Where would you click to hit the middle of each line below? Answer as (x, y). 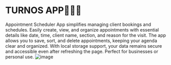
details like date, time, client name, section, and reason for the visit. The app (86, 35)
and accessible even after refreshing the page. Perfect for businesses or (82, 51)
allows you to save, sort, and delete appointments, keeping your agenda (81, 41)
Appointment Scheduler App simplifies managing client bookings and (78, 24)
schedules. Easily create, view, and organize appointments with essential (82, 29)
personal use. (20, 57)
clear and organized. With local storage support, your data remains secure (84, 46)
